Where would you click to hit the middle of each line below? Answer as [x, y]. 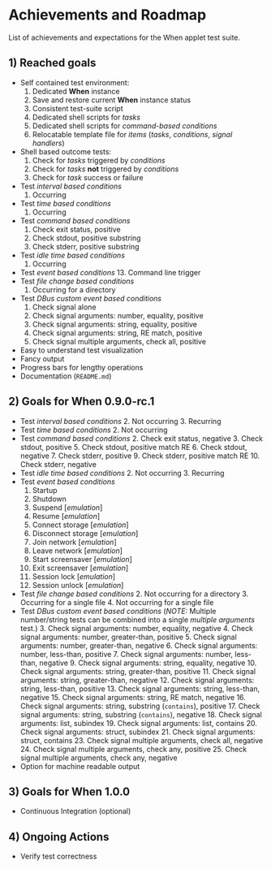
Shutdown [49, 499]
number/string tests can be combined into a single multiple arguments [138, 620]
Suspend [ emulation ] [67, 507]
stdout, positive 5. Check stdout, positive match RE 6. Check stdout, [133, 447]
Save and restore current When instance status [112, 100]
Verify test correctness [58, 856]
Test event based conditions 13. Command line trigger [110, 272]
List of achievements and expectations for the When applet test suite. [125, 37]
